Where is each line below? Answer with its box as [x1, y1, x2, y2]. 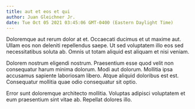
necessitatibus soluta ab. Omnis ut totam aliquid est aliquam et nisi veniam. [6, 48, 190, 55]
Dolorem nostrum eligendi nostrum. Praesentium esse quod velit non [6, 60, 174, 67]
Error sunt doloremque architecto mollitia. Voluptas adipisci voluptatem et [6, 90, 186, 97]
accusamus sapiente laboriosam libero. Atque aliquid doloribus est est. [6, 72, 179, 80]
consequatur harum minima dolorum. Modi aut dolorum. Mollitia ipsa [6, 66, 173, 73]
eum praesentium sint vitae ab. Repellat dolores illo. [6, 96, 132, 103]
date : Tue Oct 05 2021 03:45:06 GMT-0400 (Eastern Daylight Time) [6, 19, 174, 25]
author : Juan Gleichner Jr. [6, 14, 76, 20]
